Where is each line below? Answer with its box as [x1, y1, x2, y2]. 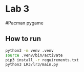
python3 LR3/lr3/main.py [5, 62, 58, 67]
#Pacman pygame [5, 20, 44, 26]
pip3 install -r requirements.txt [5, 57, 79, 62]
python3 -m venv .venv [5, 48, 54, 53]
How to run [5, 34, 41, 43]
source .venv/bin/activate [5, 53, 63, 58]
